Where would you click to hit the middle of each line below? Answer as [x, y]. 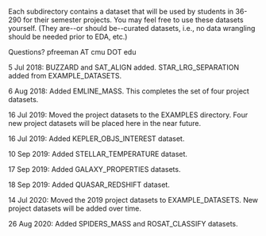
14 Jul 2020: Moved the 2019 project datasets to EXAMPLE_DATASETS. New [133, 200]
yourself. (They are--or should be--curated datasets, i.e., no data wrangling [132, 28]
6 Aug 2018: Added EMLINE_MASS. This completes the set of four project [129, 91]
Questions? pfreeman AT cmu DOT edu [72, 52]
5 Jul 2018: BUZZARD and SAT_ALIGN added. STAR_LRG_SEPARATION [124, 67]
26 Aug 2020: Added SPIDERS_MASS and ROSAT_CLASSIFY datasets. [123, 224]
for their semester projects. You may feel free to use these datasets [133, 20]
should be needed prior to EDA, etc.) [68, 36]
